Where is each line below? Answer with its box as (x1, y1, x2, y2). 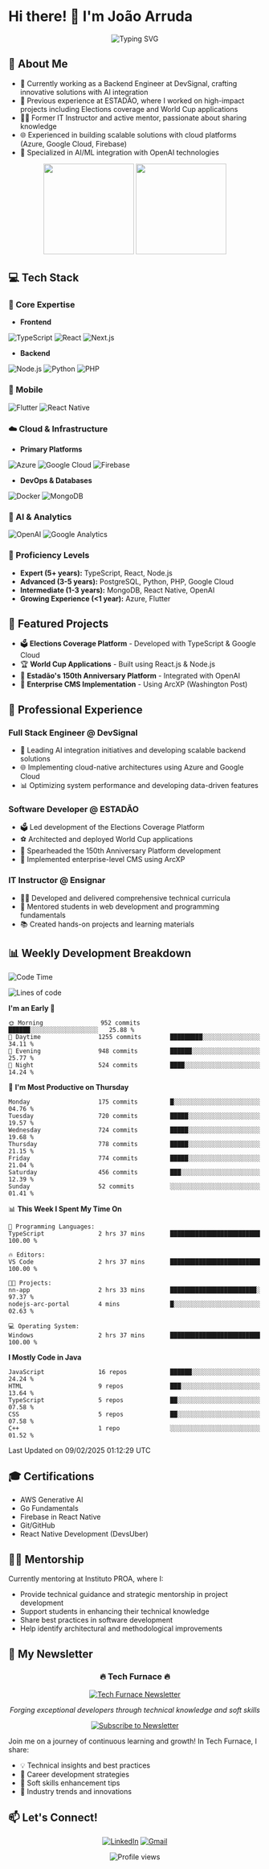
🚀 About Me (8, 57, 68, 71)
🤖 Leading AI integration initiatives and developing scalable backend (19, 745, 247, 755)
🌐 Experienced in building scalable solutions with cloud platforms (19, 130, 237, 139)
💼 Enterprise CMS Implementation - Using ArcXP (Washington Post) (19, 679, 248, 689)
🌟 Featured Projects (8, 617, 109, 631)
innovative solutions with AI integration (19, 87, 149, 97)
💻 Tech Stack (8, 271, 79, 285)
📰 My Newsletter (8, 1647, 94, 1661)
